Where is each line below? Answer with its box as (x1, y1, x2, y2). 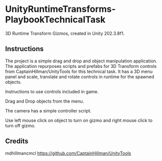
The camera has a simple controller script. (5, 107, 92, 113)
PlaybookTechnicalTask (5, 14, 106, 25)
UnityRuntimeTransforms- (5, 3, 116, 15)
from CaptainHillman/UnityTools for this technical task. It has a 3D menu (5, 68, 153, 74)
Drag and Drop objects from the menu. (5, 98, 84, 104)
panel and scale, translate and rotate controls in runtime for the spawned (5, 73, 155, 80)
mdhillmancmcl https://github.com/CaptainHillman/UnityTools (5, 150, 131, 156)
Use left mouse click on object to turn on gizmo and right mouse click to (5, 117, 153, 123)
